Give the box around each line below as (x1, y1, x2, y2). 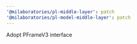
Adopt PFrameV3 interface (6, 31, 72, 38)
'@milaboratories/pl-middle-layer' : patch (6, 8, 115, 15)
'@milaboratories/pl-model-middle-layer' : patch (6, 14, 131, 20)
